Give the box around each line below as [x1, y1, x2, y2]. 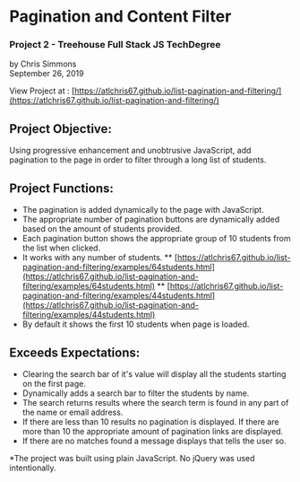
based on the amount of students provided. [21, 223, 183, 234]
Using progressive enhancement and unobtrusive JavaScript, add [9, 145, 252, 156]
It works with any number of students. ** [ [21, 252, 178, 263]
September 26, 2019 [9, 68, 84, 79]
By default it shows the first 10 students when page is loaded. [21, 319, 250, 329]
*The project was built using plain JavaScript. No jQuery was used [9, 452, 255, 463]
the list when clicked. [21, 242, 101, 253]
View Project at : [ [9, 85, 75, 96]
